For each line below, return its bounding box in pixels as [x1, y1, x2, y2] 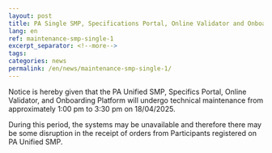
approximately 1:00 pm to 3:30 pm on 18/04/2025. [8, 104, 176, 113]
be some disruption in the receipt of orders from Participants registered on [8, 128, 257, 138]
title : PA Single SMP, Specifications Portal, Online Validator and [8, 19, 244, 28]
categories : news [8, 57, 67, 66]
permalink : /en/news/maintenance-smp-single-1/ [8, 65, 172, 73]
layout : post [8, 11, 53, 20]
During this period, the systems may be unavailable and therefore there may [8, 119, 261, 130]
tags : [8, 49, 27, 57]
